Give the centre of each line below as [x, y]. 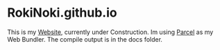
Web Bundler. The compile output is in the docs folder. [85, 39]
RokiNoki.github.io [62, 13]
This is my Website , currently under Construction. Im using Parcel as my [110, 32]
